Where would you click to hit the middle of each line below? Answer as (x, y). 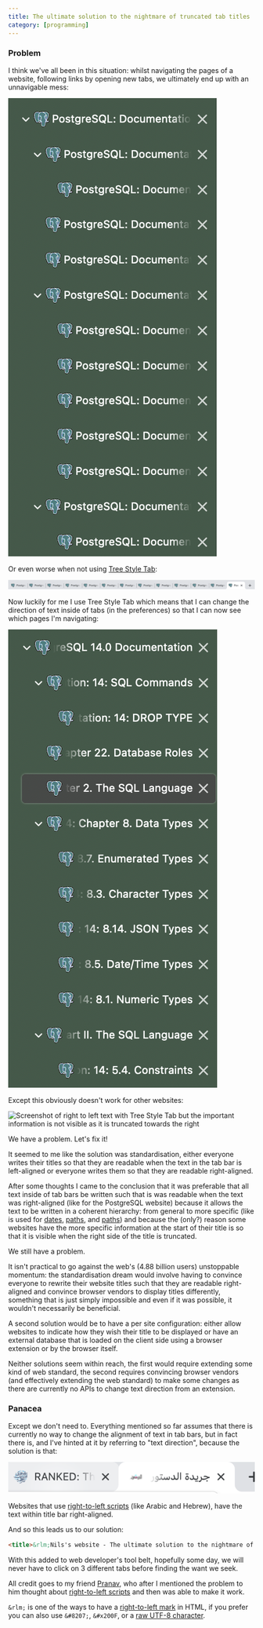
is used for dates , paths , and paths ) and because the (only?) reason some (127, 1219)
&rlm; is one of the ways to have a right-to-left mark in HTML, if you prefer (128, 1607)
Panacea (25, 1409)
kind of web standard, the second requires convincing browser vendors (123, 1372)
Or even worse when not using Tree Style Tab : (83, 568)
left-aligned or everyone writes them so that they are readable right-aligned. (131, 1170)
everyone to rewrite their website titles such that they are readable (115, 1283)
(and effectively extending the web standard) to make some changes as (124, 1380)
